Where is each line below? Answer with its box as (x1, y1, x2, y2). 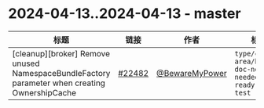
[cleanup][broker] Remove (12, 48, 111, 59)
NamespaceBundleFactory (12, 67, 111, 78)
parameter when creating (12, 77, 106, 88)
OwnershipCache (12, 87, 77, 98)
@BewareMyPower (156, 67, 228, 78)
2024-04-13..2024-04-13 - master (8, 5, 241, 23)
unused (12, 58, 40, 69)
